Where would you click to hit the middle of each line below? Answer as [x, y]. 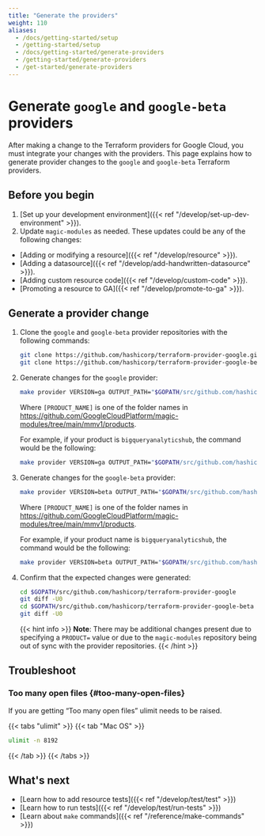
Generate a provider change [79, 313]
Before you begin [51, 195]
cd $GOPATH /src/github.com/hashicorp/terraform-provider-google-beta [137, 606]
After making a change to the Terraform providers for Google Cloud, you [126, 145]
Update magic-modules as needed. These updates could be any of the [132, 231]
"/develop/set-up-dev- [212, 214]
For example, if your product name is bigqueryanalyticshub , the [123, 539]
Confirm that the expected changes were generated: [105, 577]
